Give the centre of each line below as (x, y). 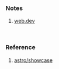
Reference (20, 47)
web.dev (25, 21)
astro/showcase (33, 60)
